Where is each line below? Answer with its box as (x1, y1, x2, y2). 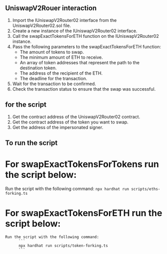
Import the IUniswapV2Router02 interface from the (12, 17, 117, 23)
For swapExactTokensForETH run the (5, 208, 163, 219)
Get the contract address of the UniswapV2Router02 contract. (12, 114, 141, 120)
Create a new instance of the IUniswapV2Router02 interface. (12, 27, 138, 34)
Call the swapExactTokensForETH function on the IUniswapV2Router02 (12, 33, 159, 39)
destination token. (19, 65, 57, 71)
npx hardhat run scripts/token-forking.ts (18, 243, 108, 248)
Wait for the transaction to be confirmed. (12, 81, 96, 87)
